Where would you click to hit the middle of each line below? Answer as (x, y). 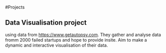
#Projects (15, 7)
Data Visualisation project (46, 23)
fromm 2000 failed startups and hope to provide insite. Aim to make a (76, 40)
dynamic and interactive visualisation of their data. (56, 45)
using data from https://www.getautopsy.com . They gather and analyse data (83, 35)
